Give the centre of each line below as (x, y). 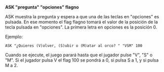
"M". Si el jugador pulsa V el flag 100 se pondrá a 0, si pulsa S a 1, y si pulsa (82, 60)
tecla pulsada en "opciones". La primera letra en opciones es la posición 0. (81, 27)
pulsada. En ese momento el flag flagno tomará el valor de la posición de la (82, 22)
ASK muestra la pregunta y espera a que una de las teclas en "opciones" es (82, 17)
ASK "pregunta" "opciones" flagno (42, 7)
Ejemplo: (14, 37)
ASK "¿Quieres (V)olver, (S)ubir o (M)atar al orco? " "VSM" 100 (74, 46)
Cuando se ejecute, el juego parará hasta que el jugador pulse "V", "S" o (79, 55)
